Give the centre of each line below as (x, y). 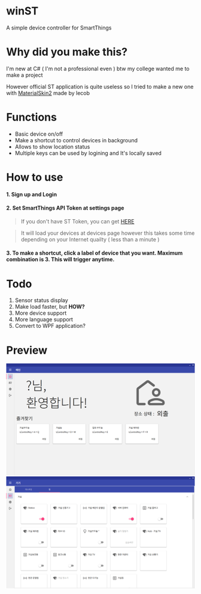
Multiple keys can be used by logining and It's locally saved (88, 153)
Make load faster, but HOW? (50, 307)
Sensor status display (42, 300)
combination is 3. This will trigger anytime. (60, 259)
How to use (35, 177)
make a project (25, 75)
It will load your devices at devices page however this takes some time (108, 233)
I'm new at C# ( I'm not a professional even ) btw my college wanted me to (98, 68)
